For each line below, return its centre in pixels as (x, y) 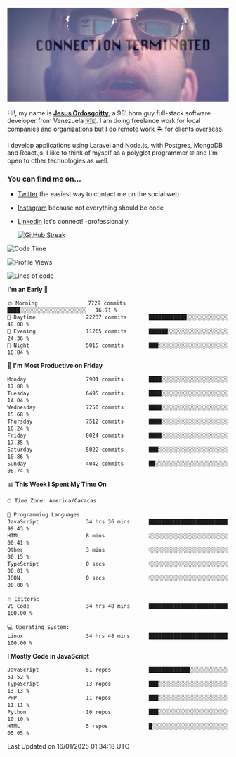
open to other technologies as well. (58, 161)
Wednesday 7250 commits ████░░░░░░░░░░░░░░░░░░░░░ (118, 408)
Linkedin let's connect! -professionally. (73, 222)
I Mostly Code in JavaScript (48, 656)
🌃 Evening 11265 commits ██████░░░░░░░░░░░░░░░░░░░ (118, 331)
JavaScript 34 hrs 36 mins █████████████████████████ (118, 522)
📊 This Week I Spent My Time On (57, 484)
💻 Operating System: (39, 628)
